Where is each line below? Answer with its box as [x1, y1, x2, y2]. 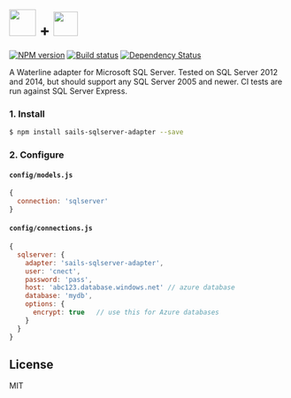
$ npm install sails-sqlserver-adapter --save [9, 128, 184, 137]
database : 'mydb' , [25, 292, 93, 301]
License [9, 356, 54, 371]
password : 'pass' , [25, 275, 93, 284]
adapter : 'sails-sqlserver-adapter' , [25, 258, 165, 267]
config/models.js [9, 171, 73, 180]
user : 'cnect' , [25, 266, 81, 276]
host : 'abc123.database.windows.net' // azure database [25, 283, 236, 292]
